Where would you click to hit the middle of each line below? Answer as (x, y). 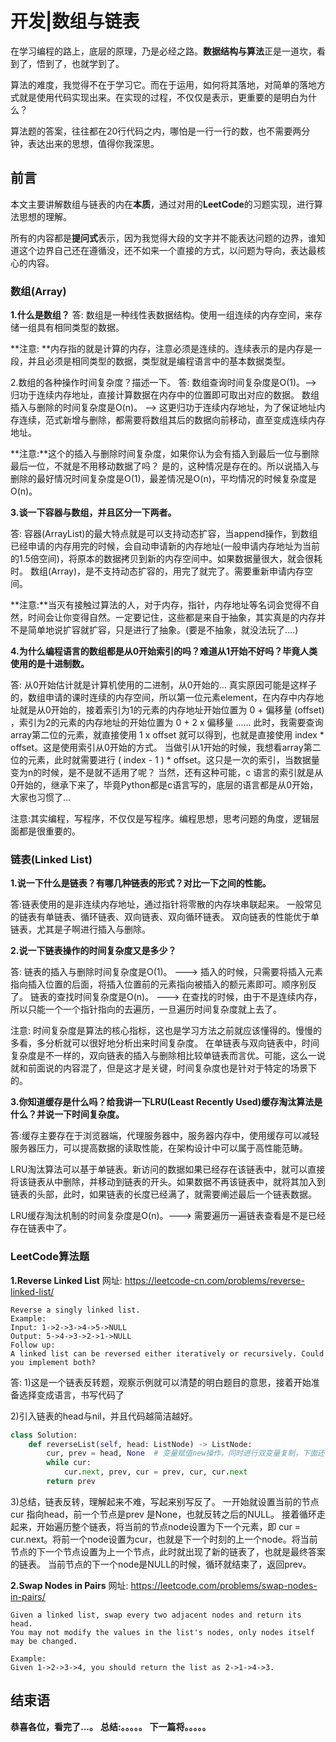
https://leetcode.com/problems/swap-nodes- (224, 1585)
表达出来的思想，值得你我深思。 (93, 143)
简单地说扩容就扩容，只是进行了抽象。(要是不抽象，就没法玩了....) (163, 630)
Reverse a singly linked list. (75, 1310)
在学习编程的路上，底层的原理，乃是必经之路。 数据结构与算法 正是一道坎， (163, 51)
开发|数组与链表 (75, 21)
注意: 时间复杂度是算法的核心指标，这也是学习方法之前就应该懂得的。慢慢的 (166, 1031)
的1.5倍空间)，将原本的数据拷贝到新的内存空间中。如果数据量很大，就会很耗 (166, 559)
